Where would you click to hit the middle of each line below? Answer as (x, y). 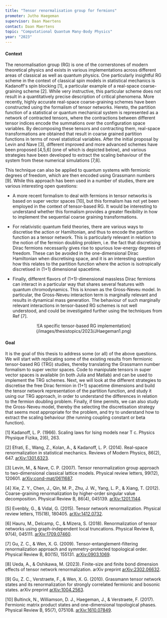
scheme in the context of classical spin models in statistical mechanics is (80, 81)
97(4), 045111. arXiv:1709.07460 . (38, 534)
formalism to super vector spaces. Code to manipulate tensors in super (78, 370)
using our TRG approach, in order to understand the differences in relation (81, 396)
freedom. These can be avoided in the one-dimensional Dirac (75, 253)
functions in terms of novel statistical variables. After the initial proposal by (82, 139)
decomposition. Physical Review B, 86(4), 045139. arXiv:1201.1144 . (74, 499)
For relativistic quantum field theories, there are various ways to (78, 227)
